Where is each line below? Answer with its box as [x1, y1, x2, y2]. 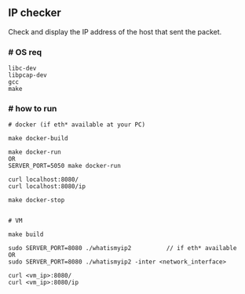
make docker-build [8, 135, 68, 143]
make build [8, 230, 44, 238]
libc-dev [8, 64, 37, 73]
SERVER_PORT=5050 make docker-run [8, 162, 122, 170]
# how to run [8, 103, 57, 114]
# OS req [8, 46, 42, 57]
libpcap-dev [8, 71, 47, 79]
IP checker [8, 6, 61, 20]
